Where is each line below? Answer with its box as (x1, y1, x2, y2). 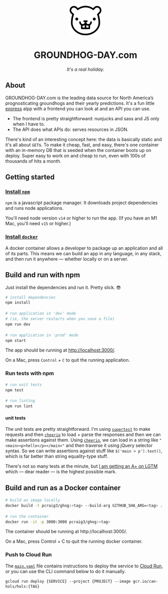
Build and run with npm (5, 271, 80, 279)
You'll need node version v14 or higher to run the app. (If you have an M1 (5, 215, 157, 221)
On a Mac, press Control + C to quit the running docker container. (5, 538, 143, 544)
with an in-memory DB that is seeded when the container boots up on (5, 147, 152, 153)
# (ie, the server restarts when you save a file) (5, 316, 115, 322)
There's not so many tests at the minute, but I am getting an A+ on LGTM (5, 463, 158, 469)
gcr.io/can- (132, 579, 158, 584)
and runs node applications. (5, 205, 64, 211)
